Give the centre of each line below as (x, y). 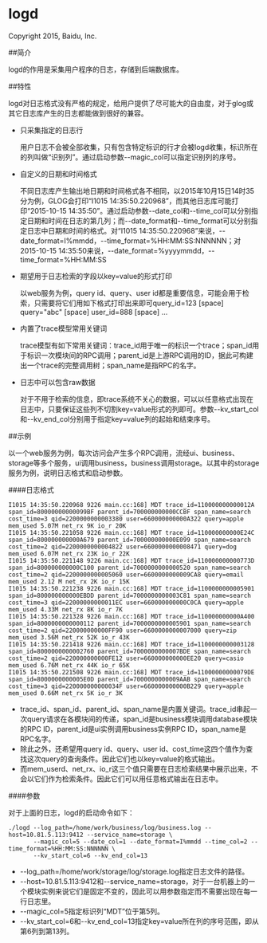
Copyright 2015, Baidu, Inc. (53, 36)
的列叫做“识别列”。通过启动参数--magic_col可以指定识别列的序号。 (130, 157)
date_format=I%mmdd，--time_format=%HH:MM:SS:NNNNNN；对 (130, 241)
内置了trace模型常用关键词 (63, 328)
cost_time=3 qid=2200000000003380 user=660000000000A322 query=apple (126, 519)
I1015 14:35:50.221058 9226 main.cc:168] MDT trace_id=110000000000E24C (132, 532)
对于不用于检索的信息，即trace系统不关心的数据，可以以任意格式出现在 (136, 399)
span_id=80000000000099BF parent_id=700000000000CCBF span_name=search (130, 512)
